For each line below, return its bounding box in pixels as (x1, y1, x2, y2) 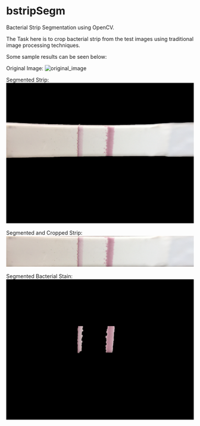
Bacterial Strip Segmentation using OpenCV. (6, 24, 115, 31)
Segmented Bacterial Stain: (6, 273, 73, 280)
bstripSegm (6, 4, 65, 18)
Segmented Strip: (6, 76, 49, 83)
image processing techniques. (6, 42, 80, 49)
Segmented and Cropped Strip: (6, 229, 83, 236)
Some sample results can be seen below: (6, 53, 107, 60)
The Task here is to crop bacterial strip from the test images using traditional (6, 35, 194, 42)
